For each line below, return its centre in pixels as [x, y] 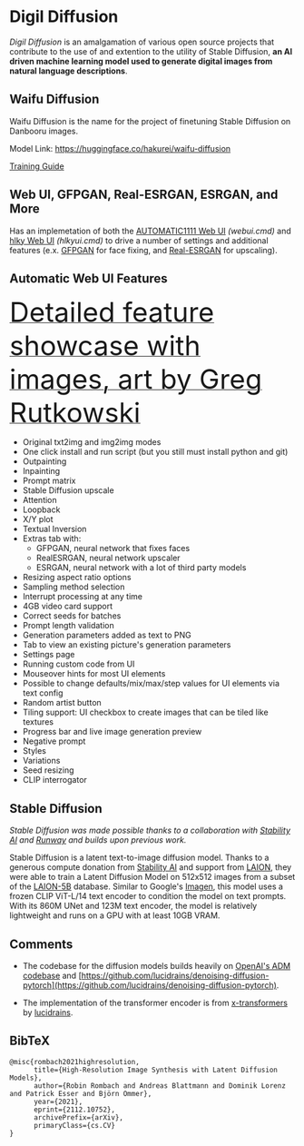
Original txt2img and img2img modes [92, 442]
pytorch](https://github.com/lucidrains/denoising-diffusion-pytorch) [149, 985]
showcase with [105, 346]
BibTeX [29, 1041]
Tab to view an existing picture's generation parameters [127, 645]
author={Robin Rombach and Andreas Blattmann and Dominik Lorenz [159, 1086]
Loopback [41, 509]
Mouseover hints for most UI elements [94, 674]
